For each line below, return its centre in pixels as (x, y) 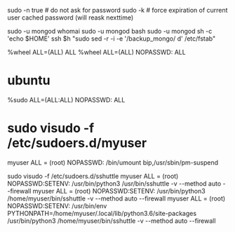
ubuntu (29, 81)
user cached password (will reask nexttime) (70, 18)
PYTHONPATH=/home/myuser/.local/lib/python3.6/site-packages (102, 213)
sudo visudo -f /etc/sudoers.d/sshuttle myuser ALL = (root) (93, 176)
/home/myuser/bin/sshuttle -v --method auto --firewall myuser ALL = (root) (116, 198)
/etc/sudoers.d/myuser (77, 143)
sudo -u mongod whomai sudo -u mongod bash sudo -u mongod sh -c (110, 31)
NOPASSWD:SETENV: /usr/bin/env (57, 205)
